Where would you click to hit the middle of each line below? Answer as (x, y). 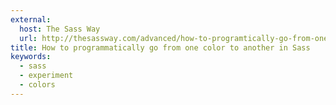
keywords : (31, 57)
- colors (37, 85)
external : (31, 19)
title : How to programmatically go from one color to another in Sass (160, 47)
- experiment (46, 76)
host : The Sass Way (60, 29)
